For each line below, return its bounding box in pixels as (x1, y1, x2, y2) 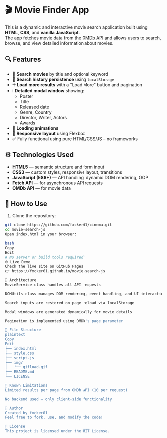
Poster (19, 93, 34, 99)
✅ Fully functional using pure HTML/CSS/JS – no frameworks (12, 136, 138, 142)
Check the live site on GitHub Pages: (5, 264, 85, 269)
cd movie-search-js (5, 227, 46, 232)
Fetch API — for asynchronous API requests (12, 180, 103, 186)
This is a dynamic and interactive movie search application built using (5, 24, 148, 30)
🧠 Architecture (5, 278, 37, 283)
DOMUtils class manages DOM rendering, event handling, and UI (5, 291, 139, 296)
